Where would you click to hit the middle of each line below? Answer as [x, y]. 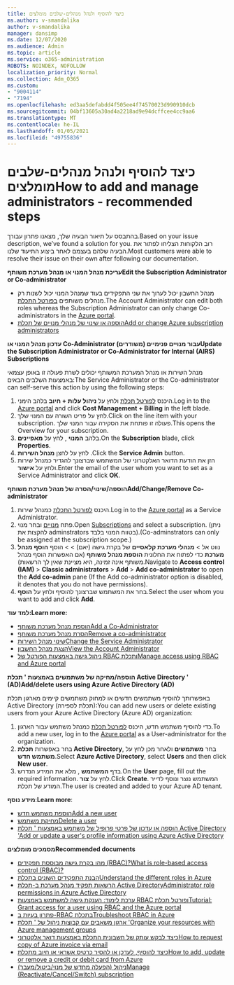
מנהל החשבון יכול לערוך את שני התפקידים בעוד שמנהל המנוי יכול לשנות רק [116, 293]
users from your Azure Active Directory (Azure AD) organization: [100, 713]
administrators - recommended [100, 202]
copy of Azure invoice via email [63, 945]
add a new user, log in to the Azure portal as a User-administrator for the [122, 734]
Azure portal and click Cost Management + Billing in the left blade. [114, 408]
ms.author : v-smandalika [43, 20]
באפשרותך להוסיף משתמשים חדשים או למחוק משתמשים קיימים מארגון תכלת [109, 698]
